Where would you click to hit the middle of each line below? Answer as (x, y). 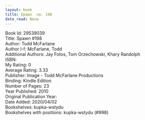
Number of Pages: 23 (27, 86)
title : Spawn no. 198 (29, 14)
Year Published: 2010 (27, 91)
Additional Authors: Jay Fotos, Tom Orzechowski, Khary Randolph (73, 54)
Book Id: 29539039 (25, 33)
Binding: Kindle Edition (28, 81)
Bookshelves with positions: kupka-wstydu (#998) (57, 113)
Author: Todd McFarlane (30, 44)
